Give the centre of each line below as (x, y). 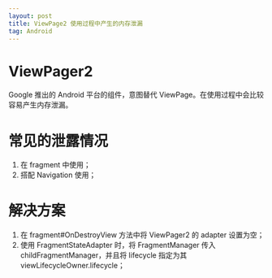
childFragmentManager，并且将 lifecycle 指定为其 (104, 255)
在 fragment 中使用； (55, 165)
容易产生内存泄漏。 (41, 105)
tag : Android (30, 31)
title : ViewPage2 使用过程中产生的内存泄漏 (76, 24)
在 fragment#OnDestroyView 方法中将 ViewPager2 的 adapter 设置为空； (142, 235)
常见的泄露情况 (58, 141)
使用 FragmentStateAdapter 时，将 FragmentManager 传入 (118, 245)
